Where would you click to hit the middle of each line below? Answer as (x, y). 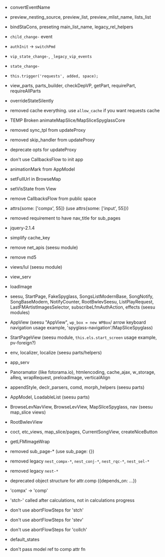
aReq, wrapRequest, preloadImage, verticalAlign (60, 377)
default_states (25, 539)
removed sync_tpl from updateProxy (48, 130)
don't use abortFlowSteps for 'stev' (47, 520)
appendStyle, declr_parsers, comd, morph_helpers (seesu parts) (77, 387)
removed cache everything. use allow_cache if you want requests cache (85, 110)
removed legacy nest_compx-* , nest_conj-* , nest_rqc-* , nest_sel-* (80, 461)
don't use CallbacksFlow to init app (46, 159)
